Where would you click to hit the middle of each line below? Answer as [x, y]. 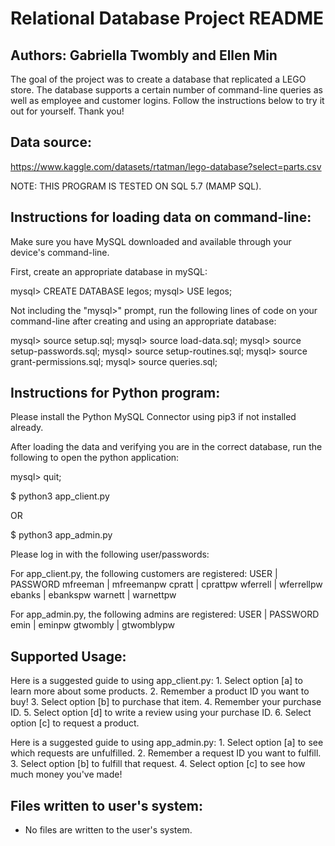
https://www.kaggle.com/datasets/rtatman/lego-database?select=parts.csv [166, 166]
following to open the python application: [95, 458]
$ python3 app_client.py [60, 496]
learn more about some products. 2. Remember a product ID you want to [160, 691]
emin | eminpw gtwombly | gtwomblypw [92, 625]
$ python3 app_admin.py [61, 535]
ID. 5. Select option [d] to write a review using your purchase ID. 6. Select [161, 713]
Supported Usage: [68, 656]
